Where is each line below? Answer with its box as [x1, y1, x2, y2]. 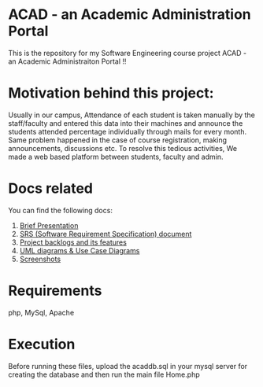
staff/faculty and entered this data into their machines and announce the [8, 118, 243, 127]
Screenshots [19, 254, 61, 264]
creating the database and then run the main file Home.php [8, 370, 200, 379]
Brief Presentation [19, 220, 79, 230]
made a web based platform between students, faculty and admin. [8, 152, 224, 161]
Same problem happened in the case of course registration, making [8, 135, 227, 145]
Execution [8, 335, 76, 353]
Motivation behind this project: [8, 84, 214, 102]
